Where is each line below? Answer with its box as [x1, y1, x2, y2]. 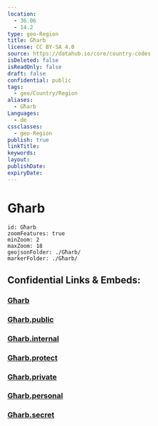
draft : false [7, 70, 46, 77]
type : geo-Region [7, 30, 59, 38]
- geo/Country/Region [14, 90, 78, 97]
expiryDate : [7, 169, 43, 177]
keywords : [7, 150, 37, 157]
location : [7, 10, 37, 18]
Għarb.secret [7, 410, 55, 420]
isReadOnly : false [7, 63, 62, 71]
